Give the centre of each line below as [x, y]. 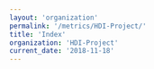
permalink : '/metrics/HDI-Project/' [78, 26]
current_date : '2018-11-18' [62, 51]
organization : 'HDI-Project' [64, 43]
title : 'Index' [38, 34]
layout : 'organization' [54, 17]
